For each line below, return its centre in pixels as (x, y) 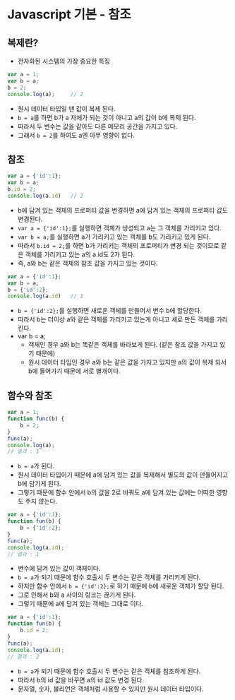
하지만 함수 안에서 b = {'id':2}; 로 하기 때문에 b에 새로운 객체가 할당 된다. (121, 586)
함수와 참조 (30, 395)
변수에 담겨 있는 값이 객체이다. (59, 569)
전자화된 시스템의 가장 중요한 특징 (64, 61)
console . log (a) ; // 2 (45, 94)
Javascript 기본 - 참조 (70, 14)
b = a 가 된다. (36, 466)
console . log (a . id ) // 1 (45, 296)
